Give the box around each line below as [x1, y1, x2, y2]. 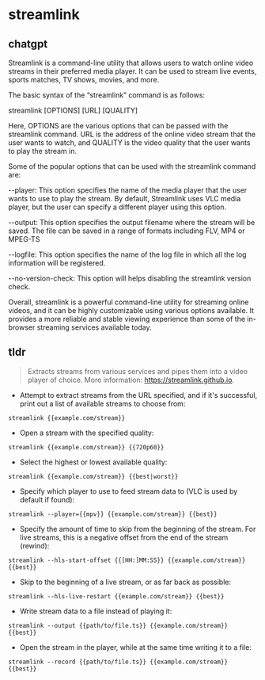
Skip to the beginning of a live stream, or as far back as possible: [19, 577, 232, 586]
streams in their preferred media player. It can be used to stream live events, [8, 67, 257, 76]
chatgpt [8, 37, 48, 51]
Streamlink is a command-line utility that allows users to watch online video [8, 58, 254, 67]
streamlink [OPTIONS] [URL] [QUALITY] [8, 105, 138, 115]
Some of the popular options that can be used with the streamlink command [8, 162, 256, 171]
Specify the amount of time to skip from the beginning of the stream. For [19, 524, 256, 533]
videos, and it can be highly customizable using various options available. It [8, 306, 255, 315]
